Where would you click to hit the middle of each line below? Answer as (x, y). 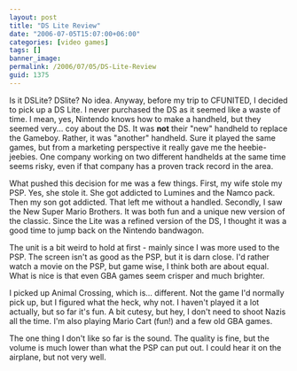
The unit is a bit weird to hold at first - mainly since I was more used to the (145, 247)
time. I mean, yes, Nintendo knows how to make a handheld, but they (135, 119)
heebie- (253, 147)
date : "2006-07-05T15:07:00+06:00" (75, 34)
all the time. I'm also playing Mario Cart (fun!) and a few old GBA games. (141, 321)
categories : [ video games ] (59, 42)
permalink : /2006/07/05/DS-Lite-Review (83, 67)
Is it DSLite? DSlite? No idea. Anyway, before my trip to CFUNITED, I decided (148, 100)
